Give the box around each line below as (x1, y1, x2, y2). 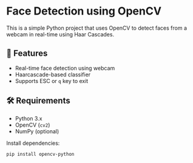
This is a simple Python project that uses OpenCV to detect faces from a (6, 24, 187, 32)
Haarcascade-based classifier (15, 71, 91, 78)
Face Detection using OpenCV (6, 4, 162, 18)
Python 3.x (15, 115, 42, 122)
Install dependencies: (6, 139, 60, 147)
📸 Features (6, 48, 48, 59)
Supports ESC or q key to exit (15, 77, 89, 84)
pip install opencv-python (6, 151, 75, 157)
